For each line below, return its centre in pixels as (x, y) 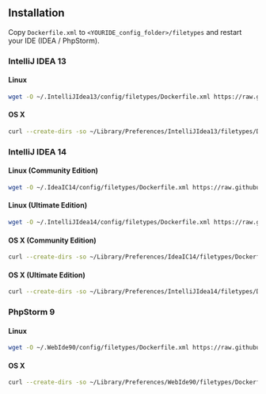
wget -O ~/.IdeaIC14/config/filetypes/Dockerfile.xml (99, 188)
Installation (36, 13)
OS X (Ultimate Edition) (47, 275)
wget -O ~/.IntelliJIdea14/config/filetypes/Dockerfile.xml (110, 222)
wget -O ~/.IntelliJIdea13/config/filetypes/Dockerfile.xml (110, 97)
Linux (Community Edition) (53, 170)
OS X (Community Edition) (52, 240)
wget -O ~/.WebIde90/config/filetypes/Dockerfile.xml (99, 348)
